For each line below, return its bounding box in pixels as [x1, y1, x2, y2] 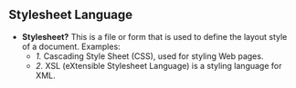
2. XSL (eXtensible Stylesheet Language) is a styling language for [35, 60, 282, 71]
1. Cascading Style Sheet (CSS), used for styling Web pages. [35, 50, 264, 62]
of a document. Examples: [21, 41, 121, 52]
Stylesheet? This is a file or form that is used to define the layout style [21, 31, 288, 42]
